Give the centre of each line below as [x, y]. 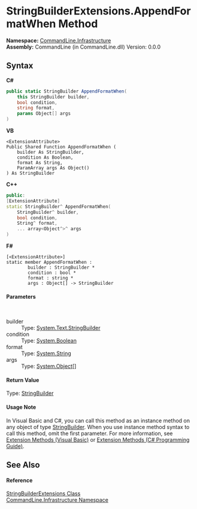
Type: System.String [46, 353]
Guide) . [15, 446]
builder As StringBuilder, [51, 152]
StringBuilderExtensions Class [43, 493]
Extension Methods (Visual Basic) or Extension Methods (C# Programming [98, 439]
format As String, [40, 163]
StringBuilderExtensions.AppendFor [99, 11]
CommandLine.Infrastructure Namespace [57, 500]
